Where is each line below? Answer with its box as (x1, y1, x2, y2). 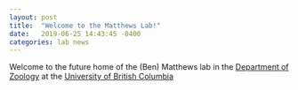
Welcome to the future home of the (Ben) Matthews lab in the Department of (9, 62, 289, 72)
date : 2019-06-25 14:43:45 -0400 (9, 29, 141, 38)
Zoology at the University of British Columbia (9, 71, 174, 82)
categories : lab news (9, 37, 90, 47)
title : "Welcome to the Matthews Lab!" (9, 21, 162, 30)
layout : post (9, 12, 58, 22)
